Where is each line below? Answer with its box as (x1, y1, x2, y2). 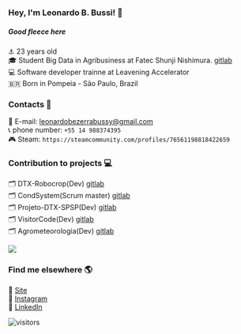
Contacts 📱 (8, 99, 52, 110)
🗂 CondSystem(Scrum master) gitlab (8, 191, 130, 201)
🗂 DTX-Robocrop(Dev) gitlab (8, 179, 105, 189)
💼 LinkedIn (8, 302, 43, 311)
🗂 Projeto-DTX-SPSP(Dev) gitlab (8, 203, 117, 212)
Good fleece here (8, 27, 66, 36)
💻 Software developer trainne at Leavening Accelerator (8, 67, 190, 77)
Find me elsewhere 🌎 (8, 265, 93, 276)
